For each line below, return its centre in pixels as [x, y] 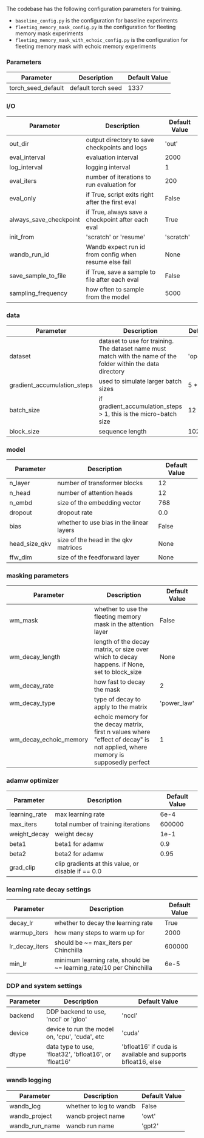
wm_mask [24, 621]
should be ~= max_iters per [93, 942]
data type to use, [70, 1047]
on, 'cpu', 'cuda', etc [75, 1037]
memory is [109, 755]
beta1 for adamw [79, 843]
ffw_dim [21, 557]
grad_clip [22, 867]
